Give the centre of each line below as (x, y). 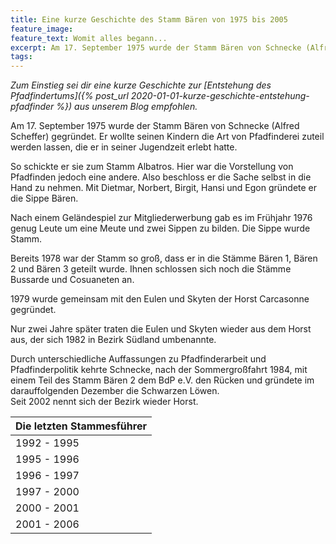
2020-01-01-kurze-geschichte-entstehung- (220, 96)
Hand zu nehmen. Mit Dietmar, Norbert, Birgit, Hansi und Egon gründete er (164, 188)
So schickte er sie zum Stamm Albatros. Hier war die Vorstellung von (152, 167)
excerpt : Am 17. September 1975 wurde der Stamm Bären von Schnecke (156, 47)
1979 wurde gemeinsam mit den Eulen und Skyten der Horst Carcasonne (160, 299)
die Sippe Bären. (44, 198)
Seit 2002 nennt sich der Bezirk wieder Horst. (104, 402)
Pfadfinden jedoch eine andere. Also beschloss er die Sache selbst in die (161, 177)
